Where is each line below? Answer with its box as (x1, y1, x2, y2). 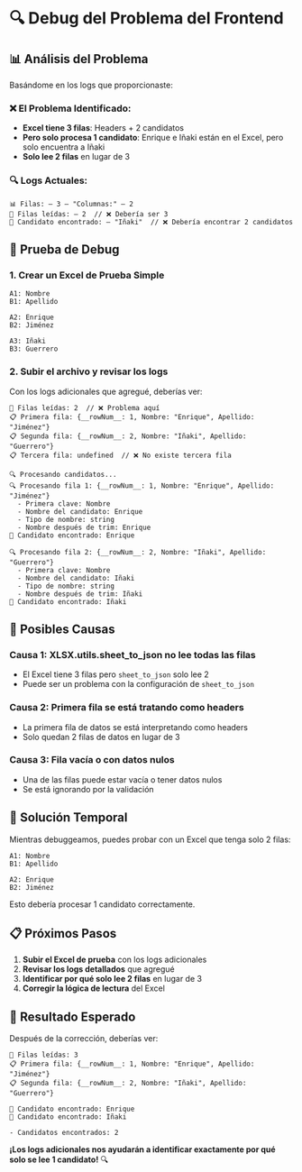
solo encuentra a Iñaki (22, 142, 105, 152)
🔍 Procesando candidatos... (9, 470, 117, 479)
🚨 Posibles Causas (9, 621, 115, 636)
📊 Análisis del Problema (9, 51, 149, 67)
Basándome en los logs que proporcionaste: (9, 79, 173, 90)
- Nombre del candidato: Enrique (17, 507, 143, 516)
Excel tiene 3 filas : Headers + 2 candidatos (22, 123, 185, 133)
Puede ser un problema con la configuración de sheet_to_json (22, 679, 255, 690)
